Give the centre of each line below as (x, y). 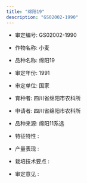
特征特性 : (27, 136)
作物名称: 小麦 (32, 48)
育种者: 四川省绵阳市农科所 (48, 98)
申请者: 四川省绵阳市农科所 (48, 111)
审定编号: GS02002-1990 (46, 35)
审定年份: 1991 (32, 72)
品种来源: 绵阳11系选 (39, 123)
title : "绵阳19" (25, 12)
